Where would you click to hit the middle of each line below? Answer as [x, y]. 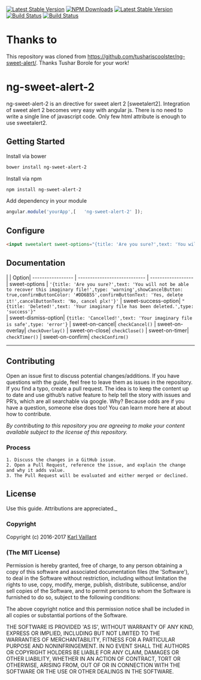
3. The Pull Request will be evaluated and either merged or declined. [97, 476]
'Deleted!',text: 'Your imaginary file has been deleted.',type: [111, 306]
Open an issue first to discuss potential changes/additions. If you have [93, 375]
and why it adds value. [36, 470]
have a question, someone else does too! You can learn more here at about [99, 407]
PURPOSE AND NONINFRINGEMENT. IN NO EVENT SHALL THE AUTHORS [98, 646]
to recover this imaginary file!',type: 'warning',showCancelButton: [95, 290]
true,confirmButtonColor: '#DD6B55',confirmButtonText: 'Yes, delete [95, 295]
